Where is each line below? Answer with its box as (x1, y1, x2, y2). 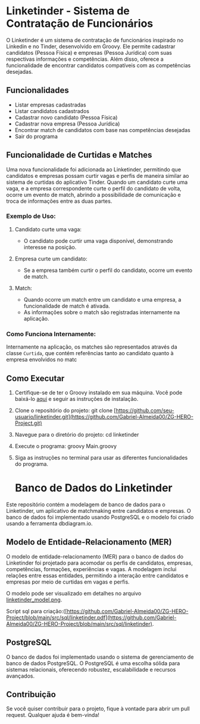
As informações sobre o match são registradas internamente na (23, 308, 180, 316)
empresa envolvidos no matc (6, 356, 77, 363)
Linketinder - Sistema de (6, 4, 130, 18)
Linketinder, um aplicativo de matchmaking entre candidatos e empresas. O (6, 507, 192, 514)
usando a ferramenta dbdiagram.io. (6, 519, 93, 527)
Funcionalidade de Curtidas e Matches (6, 150, 152, 160)
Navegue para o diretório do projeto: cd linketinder (14, 431, 139, 438)
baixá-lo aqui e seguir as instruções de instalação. (14, 395, 139, 402)
